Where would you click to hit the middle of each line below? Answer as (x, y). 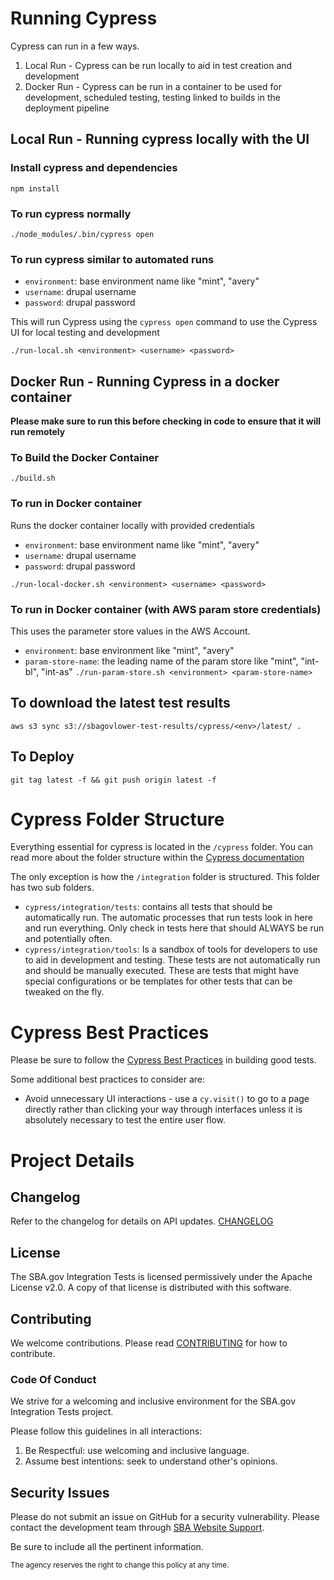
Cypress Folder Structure (117, 819)
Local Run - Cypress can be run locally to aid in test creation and (158, 65)
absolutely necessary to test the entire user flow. (125, 1120)
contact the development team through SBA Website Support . (137, 1528)
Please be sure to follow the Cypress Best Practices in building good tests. (163, 1060)
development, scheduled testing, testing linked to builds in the (152, 97)
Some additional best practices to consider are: (108, 1079)
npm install (35, 188)
